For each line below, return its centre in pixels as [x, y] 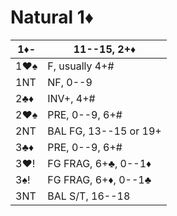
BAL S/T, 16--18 [89, 196]
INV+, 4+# [71, 98]
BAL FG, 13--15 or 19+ [104, 131]
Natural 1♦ [52, 17]
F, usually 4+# [81, 66]
